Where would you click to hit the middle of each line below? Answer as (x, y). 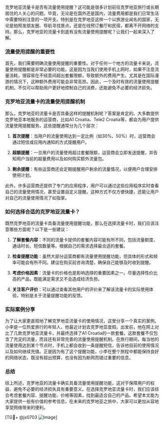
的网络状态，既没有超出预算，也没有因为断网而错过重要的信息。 (69, 358)
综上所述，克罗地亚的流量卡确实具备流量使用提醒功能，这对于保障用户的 (78, 383)
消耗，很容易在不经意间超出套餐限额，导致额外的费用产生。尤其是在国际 (82, 75)
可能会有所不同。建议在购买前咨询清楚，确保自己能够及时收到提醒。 (85, 262)
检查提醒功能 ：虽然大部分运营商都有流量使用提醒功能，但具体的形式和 (83, 256)
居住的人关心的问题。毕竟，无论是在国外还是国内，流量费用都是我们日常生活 (82, 13)
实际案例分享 (20, 309)
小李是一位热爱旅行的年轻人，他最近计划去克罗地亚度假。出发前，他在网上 (80, 327)
